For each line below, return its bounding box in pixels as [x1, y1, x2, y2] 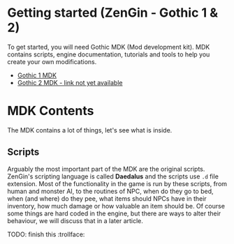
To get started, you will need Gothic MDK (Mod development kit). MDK [7, 43, 210, 51]
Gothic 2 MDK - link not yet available [17, 78, 123, 86]
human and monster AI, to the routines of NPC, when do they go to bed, [7, 187, 214, 195]
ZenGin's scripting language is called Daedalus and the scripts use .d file [7, 172, 219, 181]
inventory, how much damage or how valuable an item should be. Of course [7, 201, 226, 210]
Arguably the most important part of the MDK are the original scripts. [7, 165, 205, 173]
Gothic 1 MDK [17, 71, 57, 79]
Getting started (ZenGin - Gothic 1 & [7, 5, 219, 21]
